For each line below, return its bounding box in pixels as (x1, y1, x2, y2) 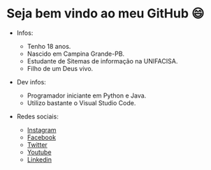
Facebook (27, 133, 57, 141)
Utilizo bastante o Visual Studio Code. (27, 98, 136, 107)
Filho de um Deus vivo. (27, 64, 94, 72)
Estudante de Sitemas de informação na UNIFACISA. (27, 56, 178, 65)
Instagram (27, 125, 57, 134)
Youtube (27, 148, 52, 156)
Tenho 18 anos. (27, 42, 71, 50)
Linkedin (27, 155, 52, 164)
